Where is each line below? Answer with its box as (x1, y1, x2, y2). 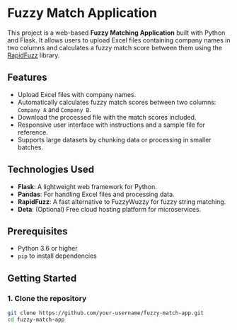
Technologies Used (7, 164, 94, 176)
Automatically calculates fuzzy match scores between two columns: (17, 98, 216, 106)
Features (7, 72, 47, 84)
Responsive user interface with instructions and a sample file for (17, 120, 205, 129)
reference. (17, 127, 48, 136)
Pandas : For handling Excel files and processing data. (17, 190, 175, 198)
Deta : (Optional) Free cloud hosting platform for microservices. (17, 205, 202, 213)
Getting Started (7, 272, 77, 284)
